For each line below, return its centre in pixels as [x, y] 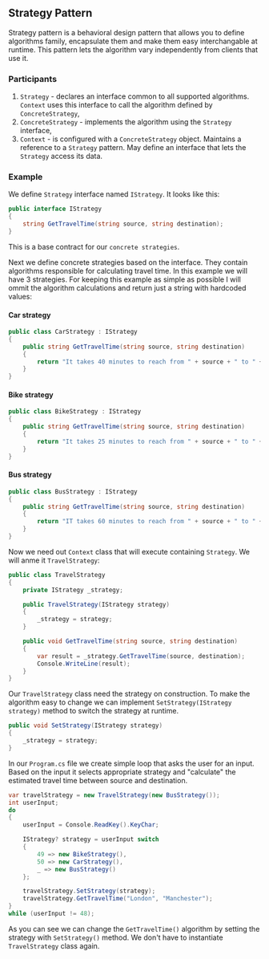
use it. [18, 58]
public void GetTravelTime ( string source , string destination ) [130, 641]
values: [20, 296]
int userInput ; [34, 803]
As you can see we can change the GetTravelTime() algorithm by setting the [134, 929]
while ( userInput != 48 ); [51, 914]
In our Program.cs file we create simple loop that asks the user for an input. [131, 763]
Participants [33, 79]
